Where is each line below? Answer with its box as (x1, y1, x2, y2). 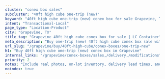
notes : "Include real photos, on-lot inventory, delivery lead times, (5, 62, 153, 67)
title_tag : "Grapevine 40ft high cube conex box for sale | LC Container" (5, 35, 162, 40)
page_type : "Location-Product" (5, 26, 69, 30)
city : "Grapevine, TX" (5, 30, 52, 35)
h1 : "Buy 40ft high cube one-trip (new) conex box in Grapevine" (5, 48, 141, 53)
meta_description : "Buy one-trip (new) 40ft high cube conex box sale (5, 39, 153, 44)
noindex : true (5, 67, 34, 72)
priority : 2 (5, 57, 29, 62)
